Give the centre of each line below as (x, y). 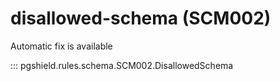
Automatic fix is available (61, 46)
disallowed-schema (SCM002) (141, 18)
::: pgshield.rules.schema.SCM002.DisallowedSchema (122, 65)
